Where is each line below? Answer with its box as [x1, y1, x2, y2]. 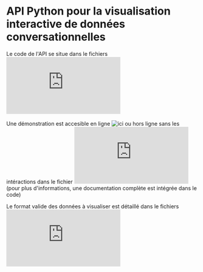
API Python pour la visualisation [6, 4, 171, 18]
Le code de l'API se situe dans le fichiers [6, 50, 108, 57]
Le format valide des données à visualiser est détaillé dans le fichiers [6, 202, 179, 210]
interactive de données [6, 17, 126, 31]
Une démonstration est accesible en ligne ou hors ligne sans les [6, 120, 180, 127]
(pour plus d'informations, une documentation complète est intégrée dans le [6, 184, 198, 192]
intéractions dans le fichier [6, 178, 73, 185]
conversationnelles [6, 30, 106, 44]
